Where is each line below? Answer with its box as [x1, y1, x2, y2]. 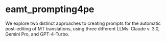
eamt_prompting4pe [5, 4, 94, 15]
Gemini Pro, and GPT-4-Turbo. [5, 31, 69, 37]
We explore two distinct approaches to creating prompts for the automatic [5, 20, 161, 26]
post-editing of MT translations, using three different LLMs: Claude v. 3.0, [5, 25, 160, 31]
